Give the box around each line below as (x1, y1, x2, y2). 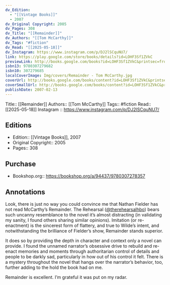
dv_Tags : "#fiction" (5, 40, 49, 45)
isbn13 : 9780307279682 (5, 64, 53, 69)
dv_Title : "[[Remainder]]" (5, 31, 62, 36)
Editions (5, 121, 32, 129)
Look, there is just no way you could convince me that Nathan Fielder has (5, 201, 158, 207)
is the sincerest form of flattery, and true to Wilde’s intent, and (30, 222, 159, 229)
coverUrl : (5, 78, 26, 83)
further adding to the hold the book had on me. (5, 264, 103, 270)
